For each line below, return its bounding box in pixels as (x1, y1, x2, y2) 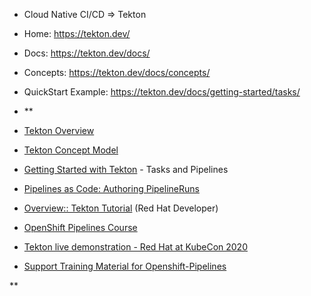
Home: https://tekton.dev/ (23, 28, 131, 39)
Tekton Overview (23, 125, 95, 136)
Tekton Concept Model (23, 144, 119, 156)
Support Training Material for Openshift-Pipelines (23, 260, 227, 272)
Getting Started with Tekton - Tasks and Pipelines (23, 164, 229, 175)
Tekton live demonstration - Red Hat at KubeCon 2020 (23, 241, 248, 253)
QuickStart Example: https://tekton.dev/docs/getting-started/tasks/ (23, 86, 301, 98)
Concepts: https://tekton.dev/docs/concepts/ (23, 67, 211, 78)
